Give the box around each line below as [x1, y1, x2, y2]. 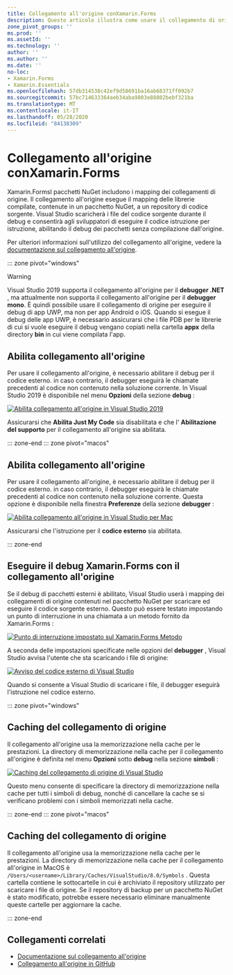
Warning [7, 273, 31, 281]
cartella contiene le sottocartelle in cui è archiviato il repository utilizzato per [7, 878, 225, 887]
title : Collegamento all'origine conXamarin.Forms [7, 10, 157, 17]
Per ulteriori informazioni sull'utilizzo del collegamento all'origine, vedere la [7, 238, 222, 247]
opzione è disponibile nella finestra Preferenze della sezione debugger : [7, 500, 215, 508]
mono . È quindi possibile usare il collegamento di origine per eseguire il [7, 300, 212, 309]
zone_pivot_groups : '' [7, 23, 73, 30]
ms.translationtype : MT [7, 101, 76, 108]
